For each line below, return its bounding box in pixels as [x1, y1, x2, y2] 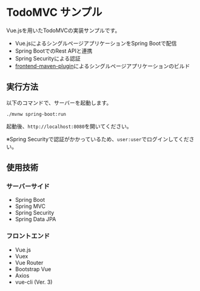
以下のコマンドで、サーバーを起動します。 [6, 99, 112, 106]
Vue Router [15, 259, 44, 266]
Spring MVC [15, 202, 46, 210]
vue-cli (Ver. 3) [15, 278, 53, 286]
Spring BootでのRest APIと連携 [15, 47, 93, 55]
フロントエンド [6, 232, 50, 240]
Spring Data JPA [15, 216, 56, 223]
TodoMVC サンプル [6, 5, 102, 19]
